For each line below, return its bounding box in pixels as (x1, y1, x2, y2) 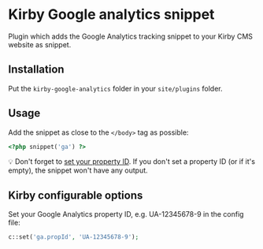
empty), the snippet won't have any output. (8, 165, 148, 175)
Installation (8, 63, 65, 76)
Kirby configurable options (8, 188, 143, 202)
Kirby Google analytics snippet (8, 6, 215, 24)
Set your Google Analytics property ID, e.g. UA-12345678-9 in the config (8, 210, 244, 219)
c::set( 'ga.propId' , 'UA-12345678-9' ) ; (8, 233, 139, 241)
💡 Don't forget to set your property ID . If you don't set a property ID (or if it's (8, 157, 256, 166)
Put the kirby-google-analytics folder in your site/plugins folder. (8, 84, 223, 93)
